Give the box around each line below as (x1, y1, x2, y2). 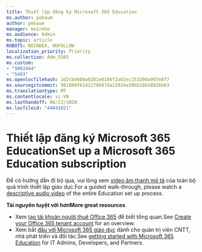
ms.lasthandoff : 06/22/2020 (6, 99, 78, 105)
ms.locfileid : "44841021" (6, 104, 72, 111)
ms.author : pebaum (6, 15, 53, 21)
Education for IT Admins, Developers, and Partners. (15, 239, 144, 247)
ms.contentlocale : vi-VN (6, 94, 69, 100)
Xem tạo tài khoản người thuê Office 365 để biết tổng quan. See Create (15, 213, 192, 220)
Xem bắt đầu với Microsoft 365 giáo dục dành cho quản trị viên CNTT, (15, 226, 191, 234)
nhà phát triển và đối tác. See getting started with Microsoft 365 (15, 233, 174, 240)
